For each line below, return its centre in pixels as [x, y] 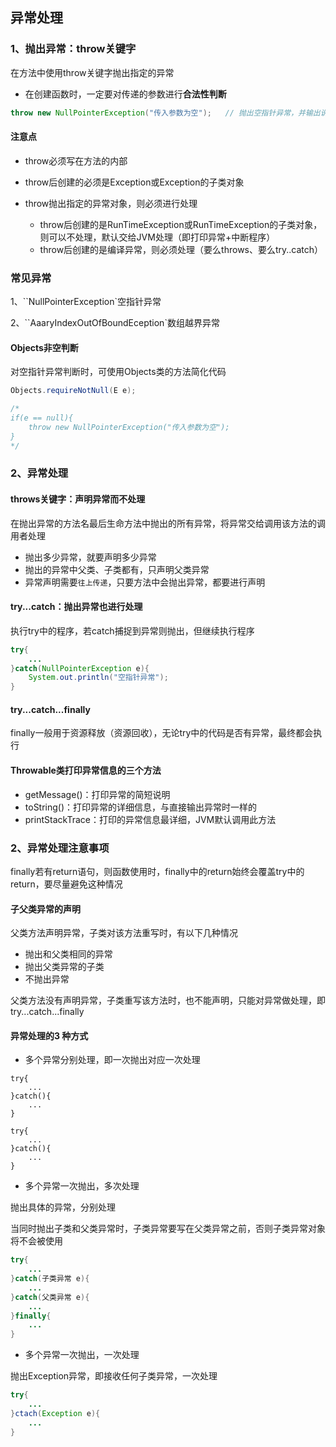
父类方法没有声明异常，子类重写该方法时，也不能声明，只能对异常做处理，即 [168, 1000]
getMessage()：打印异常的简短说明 [97, 794]
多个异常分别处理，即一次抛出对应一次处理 [112, 1060]
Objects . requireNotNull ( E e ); [73, 391]
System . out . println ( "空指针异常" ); [98, 678]
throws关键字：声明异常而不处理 [78, 499]
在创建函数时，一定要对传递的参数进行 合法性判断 [125, 94]
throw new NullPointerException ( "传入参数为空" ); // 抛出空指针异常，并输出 [165, 113]
